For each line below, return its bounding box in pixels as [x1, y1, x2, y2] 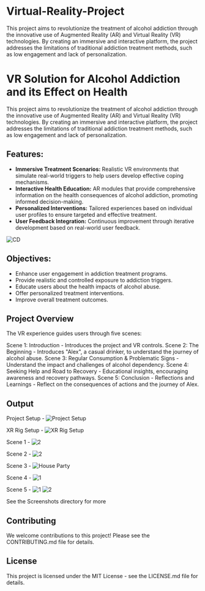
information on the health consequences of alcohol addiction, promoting [15, 191, 198, 198]
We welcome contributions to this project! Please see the [6, 532, 150, 539]
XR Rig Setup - [6, 427, 44, 434]
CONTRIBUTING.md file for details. [6, 538, 95, 546]
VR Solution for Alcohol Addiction [6, 72, 181, 86]
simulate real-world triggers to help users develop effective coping [15, 171, 184, 179]
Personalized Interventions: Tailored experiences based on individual [15, 204, 193, 212]
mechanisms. [15, 178, 50, 186]
